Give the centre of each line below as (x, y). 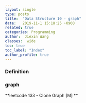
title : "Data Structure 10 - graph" (43, 18)
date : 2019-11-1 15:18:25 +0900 (40, 23)
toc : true (15, 46)
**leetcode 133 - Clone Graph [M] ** (42, 95)
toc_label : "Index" (25, 50)
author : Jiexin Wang (27, 37)
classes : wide (20, 41)
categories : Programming (30, 32)
